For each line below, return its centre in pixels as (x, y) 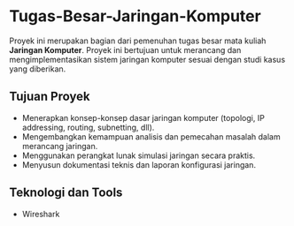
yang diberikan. (38, 69)
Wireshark (41, 214)
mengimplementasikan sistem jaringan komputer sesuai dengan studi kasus (147, 59)
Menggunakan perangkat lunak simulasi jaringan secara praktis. (139, 155)
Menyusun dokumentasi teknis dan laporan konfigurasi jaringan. (139, 164)
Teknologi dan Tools (66, 193)
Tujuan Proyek (50, 97)
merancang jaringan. (60, 146)
